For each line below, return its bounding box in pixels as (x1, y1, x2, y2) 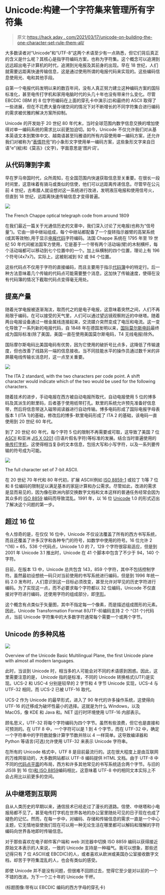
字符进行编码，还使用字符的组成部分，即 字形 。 (13, 591, 109, 597)
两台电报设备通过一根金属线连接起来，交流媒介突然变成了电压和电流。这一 (5, 319, 156, 325)
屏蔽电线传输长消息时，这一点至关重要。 (5, 354, 87, 360)
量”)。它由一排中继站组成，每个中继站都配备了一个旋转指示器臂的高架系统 (5, 229, 155, 235)
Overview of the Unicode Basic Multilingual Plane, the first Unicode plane (5, 652, 154, 658)
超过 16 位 (5, 517, 35, 526)
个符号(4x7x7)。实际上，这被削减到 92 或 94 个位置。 (5, 253, 114, 259)
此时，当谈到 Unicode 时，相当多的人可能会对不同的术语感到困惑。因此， (5, 668, 154, 674)
